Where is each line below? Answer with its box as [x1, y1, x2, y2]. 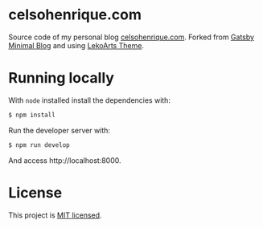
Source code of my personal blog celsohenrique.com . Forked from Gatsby [8, 32, 255, 42]
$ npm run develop [8, 140, 70, 149]
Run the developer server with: [8, 125, 111, 135]
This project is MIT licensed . [8, 210, 102, 220]
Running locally [8, 69, 115, 88]
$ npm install [8, 111, 56, 119]
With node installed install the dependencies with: [8, 95, 171, 105]
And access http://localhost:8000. [8, 155, 121, 165]
